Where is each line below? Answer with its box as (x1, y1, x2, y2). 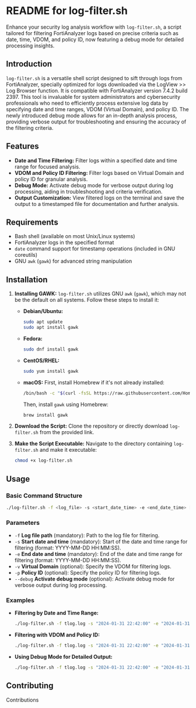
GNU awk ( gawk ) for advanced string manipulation (14, 257, 132, 264)
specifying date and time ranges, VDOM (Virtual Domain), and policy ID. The (6, 105, 189, 112)
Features (6, 142, 39, 152)
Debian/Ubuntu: (23, 308, 63, 315)
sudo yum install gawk (23, 368, 79, 374)
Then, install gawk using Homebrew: (23, 401, 109, 408)
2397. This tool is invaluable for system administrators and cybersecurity (6, 93, 181, 100)
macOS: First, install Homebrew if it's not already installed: (23, 379, 164, 386)
